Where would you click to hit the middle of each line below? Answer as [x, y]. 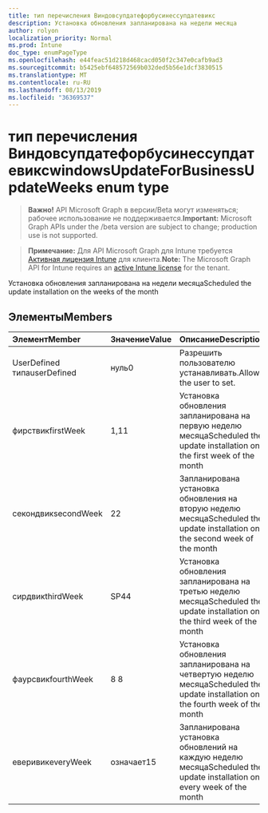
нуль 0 [122, 368]
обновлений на [208, 747]
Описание [199, 339]
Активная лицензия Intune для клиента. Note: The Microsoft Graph [139, 260]
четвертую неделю [217, 674]
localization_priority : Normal [60, 38]
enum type [133, 188]
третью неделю [210, 591]
